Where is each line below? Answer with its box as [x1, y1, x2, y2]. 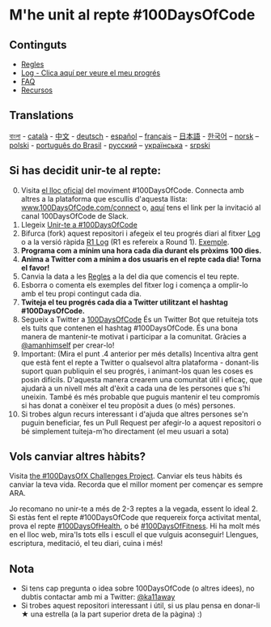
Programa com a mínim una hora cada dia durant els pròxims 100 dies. [20, 245, 262, 255]
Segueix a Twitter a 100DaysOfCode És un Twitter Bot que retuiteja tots [20, 314, 259, 324]
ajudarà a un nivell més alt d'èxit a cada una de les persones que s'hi [20, 383, 251, 393]
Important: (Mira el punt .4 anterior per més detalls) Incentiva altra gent [20, 348, 258, 358]
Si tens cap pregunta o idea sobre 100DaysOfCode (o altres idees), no [20, 583, 255, 593]
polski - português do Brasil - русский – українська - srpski [9, 140, 211, 150]
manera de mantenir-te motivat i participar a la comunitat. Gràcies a [20, 331, 247, 341]
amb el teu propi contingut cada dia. [20, 288, 142, 298]
